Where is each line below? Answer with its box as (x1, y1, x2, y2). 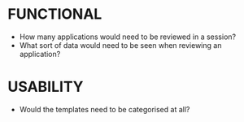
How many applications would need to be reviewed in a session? (19, 32, 237, 41)
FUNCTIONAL (7, 5, 102, 24)
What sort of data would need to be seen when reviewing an (19, 40, 222, 50)
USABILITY (7, 78, 84, 96)
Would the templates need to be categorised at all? (19, 104, 190, 114)
